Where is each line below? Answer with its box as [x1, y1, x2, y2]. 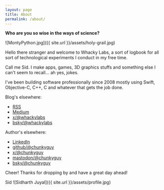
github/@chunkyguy [12, 144, 54, 150]
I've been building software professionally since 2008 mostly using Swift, [5, 79, 156, 85]
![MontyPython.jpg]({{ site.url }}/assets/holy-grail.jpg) [5, 40, 115, 46]
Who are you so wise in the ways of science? [5, 30, 100, 36]
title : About [5, 12, 32, 17]
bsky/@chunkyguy [12, 160, 51, 166]
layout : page [5, 7, 32, 12]
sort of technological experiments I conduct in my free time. [5, 55, 128, 61]
